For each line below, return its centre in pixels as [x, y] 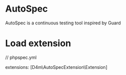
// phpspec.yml [21, 57]
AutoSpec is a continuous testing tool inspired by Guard [63, 23]
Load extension [38, 43]
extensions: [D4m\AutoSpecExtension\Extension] [56, 67]
